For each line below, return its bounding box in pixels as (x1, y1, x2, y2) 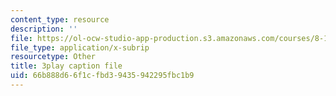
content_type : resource (10, 14, 110, 25)
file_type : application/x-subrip (10, 42, 150, 53)
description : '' (10, 24, 78, 34)
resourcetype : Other (10, 52, 97, 62)
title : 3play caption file (10, 61, 123, 71)
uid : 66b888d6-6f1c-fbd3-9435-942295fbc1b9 (10, 71, 195, 81)
